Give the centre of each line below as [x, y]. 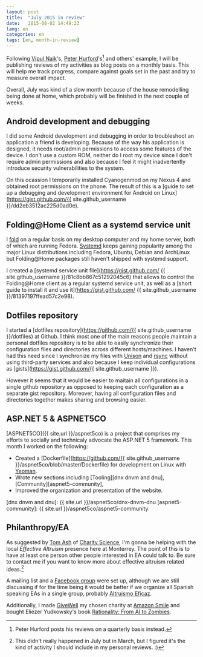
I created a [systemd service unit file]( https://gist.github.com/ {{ [86, 271]
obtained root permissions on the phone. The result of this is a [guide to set [100, 186]
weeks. [15, 102]
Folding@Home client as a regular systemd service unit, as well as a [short [99, 283]
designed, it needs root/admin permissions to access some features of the [99, 149]
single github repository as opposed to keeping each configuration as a [95, 387]
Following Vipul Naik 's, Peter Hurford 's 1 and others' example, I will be [92, 58]
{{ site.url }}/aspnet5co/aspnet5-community [94, 508]
